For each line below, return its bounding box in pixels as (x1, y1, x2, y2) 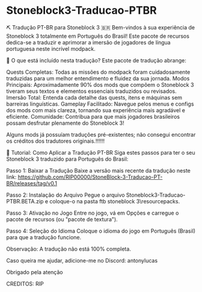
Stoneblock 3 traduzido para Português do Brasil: (6, 155, 129, 162)
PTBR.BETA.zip (6, 197, 44, 204)
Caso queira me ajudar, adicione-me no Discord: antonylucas (6, 257, 158, 264)
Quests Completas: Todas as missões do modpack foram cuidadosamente (6, 68, 191, 76)
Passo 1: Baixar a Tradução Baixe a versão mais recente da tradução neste (6, 167, 191, 174)
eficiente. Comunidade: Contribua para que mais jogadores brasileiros (6, 113, 180, 120)
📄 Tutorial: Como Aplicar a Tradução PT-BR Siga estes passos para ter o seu (6, 149, 195, 156)
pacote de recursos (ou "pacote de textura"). (6, 215, 118, 222)
